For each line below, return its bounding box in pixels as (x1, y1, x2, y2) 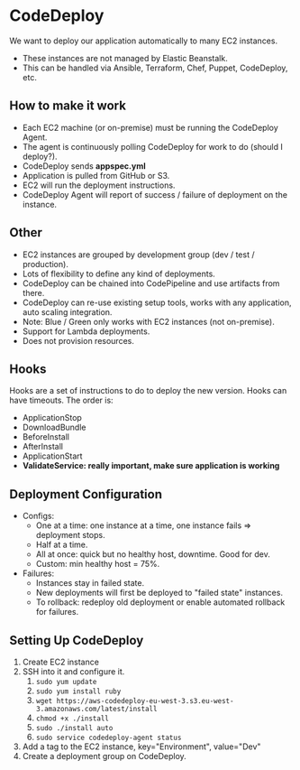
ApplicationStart (22, 450, 83, 461)
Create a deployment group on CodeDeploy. (22, 751, 186, 761)
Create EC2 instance (22, 656, 99, 667)
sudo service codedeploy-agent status (35, 733, 182, 742)
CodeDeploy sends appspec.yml (22, 160, 146, 172)
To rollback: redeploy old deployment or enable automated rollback (35, 597, 286, 608)
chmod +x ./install (35, 714, 110, 723)
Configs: (22, 511, 55, 522)
